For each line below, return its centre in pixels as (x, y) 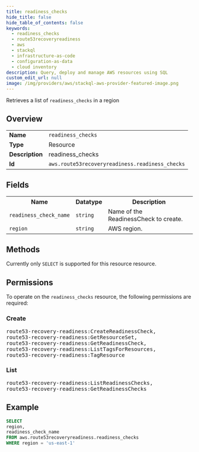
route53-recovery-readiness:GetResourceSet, (72, 337)
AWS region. (125, 228)
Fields (18, 185)
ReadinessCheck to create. (145, 219)
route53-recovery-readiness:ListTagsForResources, (81, 349)
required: (17, 303)
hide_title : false (29, 17)
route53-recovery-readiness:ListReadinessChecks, (80, 383)
